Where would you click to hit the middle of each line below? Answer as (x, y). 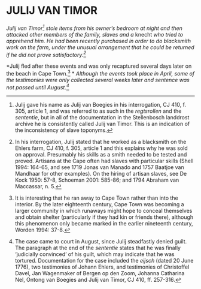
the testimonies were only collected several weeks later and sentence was (98, 80)
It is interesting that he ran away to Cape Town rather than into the (96, 198)
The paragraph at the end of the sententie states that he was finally (98, 248)
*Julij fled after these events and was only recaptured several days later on (99, 66)
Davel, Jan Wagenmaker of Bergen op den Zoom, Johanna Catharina (100, 273)
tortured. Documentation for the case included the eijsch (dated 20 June (104, 260)
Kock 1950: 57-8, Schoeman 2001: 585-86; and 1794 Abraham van (97, 180)
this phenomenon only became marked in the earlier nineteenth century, (104, 223)
